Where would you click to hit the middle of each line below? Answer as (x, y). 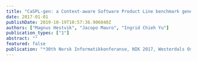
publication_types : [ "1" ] (38, 33)
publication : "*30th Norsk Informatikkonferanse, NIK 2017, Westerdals (95, 49)
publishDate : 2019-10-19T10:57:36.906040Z (59, 22)
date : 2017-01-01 (27, 17)
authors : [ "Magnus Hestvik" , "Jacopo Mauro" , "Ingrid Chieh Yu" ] (87, 28)
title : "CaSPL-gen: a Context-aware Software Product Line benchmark (93, 11)
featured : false (26, 44)
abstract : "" (22, 38)
